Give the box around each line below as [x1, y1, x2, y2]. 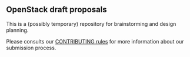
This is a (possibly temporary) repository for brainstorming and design [6, 20, 176, 27]
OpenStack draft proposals [6, 5, 107, 15]
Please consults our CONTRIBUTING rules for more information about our [6, 38, 184, 45]
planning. [6, 26, 29, 33]
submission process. [6, 44, 56, 51]
